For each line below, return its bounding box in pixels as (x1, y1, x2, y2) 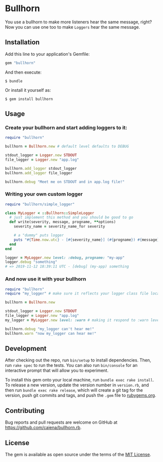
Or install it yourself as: (5, 87, 51, 93)
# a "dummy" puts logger (14, 233, 64, 238)
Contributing (5, 406, 45, 415)
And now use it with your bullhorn (5, 276, 86, 282)
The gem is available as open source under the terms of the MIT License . (5, 451, 151, 457)
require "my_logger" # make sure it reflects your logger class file (5, 291, 149, 296)
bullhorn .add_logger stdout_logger (5, 166, 77, 171)
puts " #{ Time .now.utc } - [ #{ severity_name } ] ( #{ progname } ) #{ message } (14, 237, 160, 242)
